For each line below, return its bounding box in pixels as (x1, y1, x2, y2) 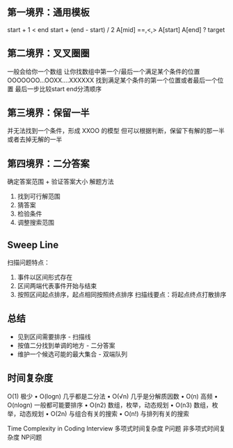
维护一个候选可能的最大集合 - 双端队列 (17, 350, 128, 358)
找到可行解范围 (17, 192, 61, 200)
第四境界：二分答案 (7, 157, 90, 169)
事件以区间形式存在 (17, 273, 73, 282)
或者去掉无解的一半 (7, 135, 63, 144)
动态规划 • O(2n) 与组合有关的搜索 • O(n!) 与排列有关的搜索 (19, 409, 190, 417)
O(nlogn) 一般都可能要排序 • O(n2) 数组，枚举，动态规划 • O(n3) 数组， (7, 401, 212, 409)
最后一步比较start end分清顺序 (15, 84, 102, 93)
